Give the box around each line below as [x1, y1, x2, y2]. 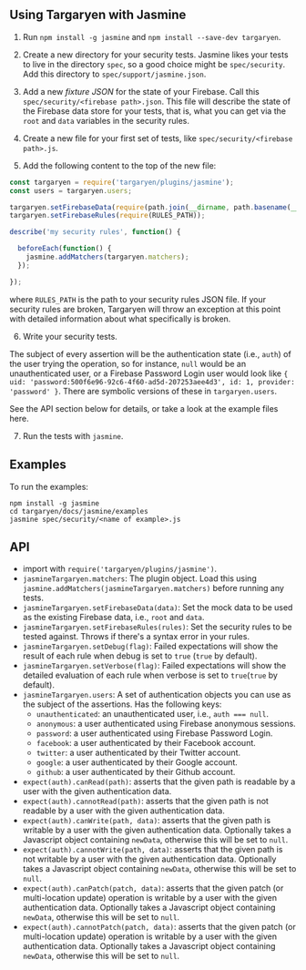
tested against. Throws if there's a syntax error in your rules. [22, 631, 250, 642]
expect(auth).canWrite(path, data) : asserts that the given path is [22, 815, 271, 826]
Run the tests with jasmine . [22, 430, 124, 441]
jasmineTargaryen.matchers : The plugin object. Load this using [22, 573, 257, 584]
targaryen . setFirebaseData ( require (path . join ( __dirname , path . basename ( [9, 202, 291, 212]
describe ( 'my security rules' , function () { [9, 228, 181, 237]
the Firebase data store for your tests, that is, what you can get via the [22, 105, 287, 117]
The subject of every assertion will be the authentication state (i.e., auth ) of [9, 348, 291, 359]
